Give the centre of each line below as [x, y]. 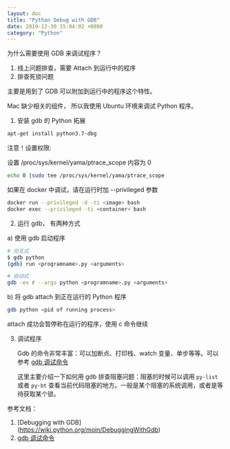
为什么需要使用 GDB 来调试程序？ [54, 53]
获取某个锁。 [41, 394]
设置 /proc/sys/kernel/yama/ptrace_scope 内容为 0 [79, 162]
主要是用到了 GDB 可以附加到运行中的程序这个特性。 [82, 91]
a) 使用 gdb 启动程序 [36, 238]
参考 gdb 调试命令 [43, 362]
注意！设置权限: [29, 148]
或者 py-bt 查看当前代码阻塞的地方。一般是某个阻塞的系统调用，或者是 [117, 385]
